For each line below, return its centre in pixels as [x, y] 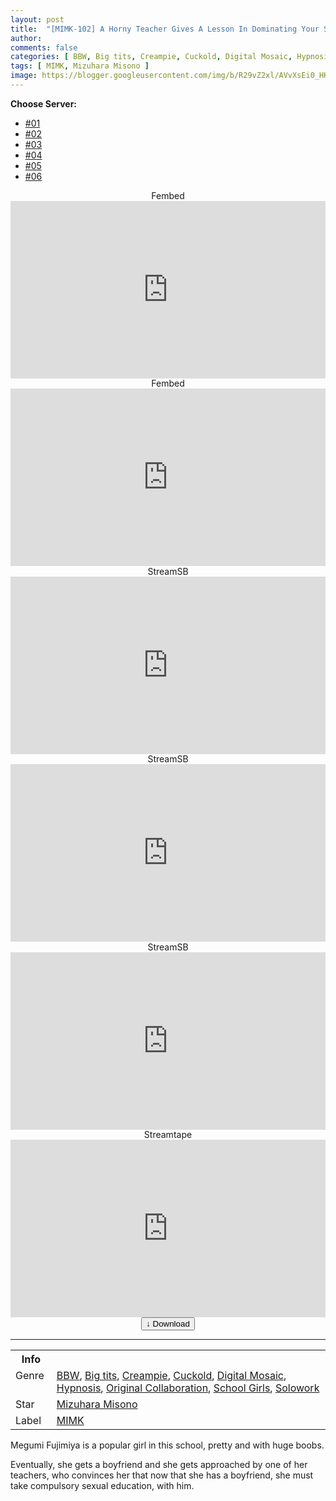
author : [26, 38]
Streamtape [168, 1135]
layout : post [37, 19]
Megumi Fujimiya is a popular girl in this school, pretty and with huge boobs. [167, 1445]
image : [24, 76]
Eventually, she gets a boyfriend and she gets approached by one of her [159, 1464]
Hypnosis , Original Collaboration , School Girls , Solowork [188, 1388]
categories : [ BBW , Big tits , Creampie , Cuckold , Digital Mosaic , [151, 57]
